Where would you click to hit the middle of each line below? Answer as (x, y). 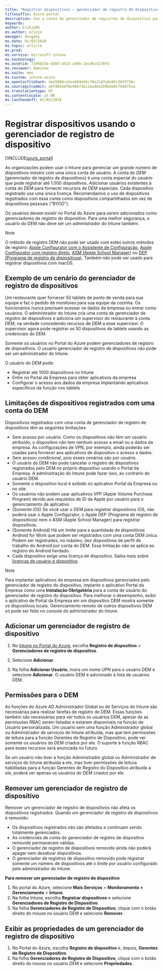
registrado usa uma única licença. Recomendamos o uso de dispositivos (77, 194)
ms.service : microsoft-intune (36, 55)
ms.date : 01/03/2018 (26, 41)
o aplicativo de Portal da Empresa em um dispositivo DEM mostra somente (80, 600)
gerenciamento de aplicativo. (41, 504)
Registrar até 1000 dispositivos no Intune (53, 372)
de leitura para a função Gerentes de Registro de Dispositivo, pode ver (75, 738)
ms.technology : (20, 59)
